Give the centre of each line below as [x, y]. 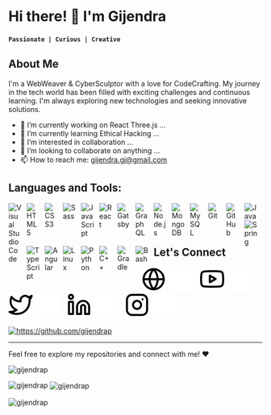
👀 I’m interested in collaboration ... [77, 142]
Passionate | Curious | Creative [65, 39]
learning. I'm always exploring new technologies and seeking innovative [128, 101]
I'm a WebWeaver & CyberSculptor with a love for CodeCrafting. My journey [134, 83]
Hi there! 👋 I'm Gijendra [88, 17]
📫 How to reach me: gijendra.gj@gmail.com [94, 160]
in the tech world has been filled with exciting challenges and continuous [129, 92]
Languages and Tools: [65, 188]
